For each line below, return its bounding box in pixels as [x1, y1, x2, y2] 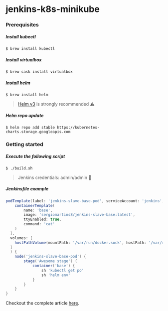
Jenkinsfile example [5, 186, 49, 192]
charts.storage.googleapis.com [5, 129, 71, 134]
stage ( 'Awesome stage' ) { [23, 259, 78, 264]
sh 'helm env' [41, 273, 71, 278]
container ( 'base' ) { [32, 263, 75, 269]
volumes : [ [10, 235, 33, 240]
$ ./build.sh [5, 165, 33, 170]
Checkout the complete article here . [5, 300, 80, 306]
